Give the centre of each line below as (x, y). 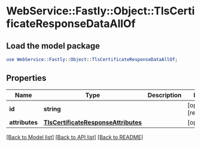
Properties (26, 78)
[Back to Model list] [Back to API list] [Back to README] (75, 137)
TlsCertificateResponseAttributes (93, 122)
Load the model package (53, 46)
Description (165, 95)
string (52, 109)
